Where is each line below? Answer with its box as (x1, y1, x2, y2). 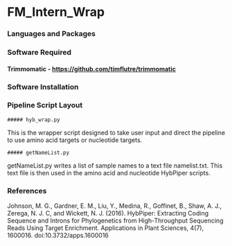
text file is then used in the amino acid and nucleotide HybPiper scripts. (7, 168, 211, 177)
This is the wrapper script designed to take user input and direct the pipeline (7, 128, 226, 137)
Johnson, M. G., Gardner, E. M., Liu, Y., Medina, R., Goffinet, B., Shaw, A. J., (7, 202, 222, 210)
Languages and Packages (7, 29, 96, 39)
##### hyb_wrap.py (7, 116, 60, 123)
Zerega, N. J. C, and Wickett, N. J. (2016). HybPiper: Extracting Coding (7, 209, 209, 218)
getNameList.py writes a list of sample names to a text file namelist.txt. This (7, 161, 223, 170)
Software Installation (7, 82, 79, 91)
